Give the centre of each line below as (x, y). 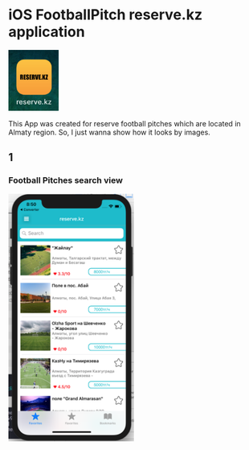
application (47, 32)
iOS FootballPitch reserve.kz (106, 15)
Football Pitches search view (65, 180)
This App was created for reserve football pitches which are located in (124, 123)
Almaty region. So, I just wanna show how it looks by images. (109, 132)
